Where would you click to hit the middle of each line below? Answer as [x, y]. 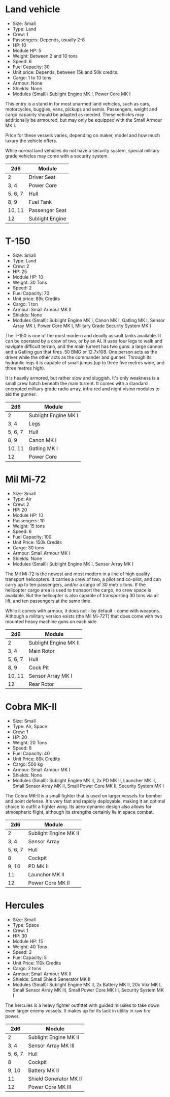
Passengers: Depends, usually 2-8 [49, 40]
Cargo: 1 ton [25, 304]
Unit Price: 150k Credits [37, 542]
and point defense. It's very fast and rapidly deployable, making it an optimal [85, 801]
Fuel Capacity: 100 [32, 537]
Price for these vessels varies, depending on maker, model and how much [83, 135]
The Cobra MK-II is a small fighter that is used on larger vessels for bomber [84, 795]
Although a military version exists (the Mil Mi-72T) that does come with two [84, 616]
